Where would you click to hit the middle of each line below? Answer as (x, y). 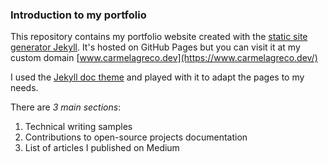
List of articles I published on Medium (102, 148)
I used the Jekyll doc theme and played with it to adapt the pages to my (157, 77)
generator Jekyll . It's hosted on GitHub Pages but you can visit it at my (155, 47)
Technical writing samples (78, 127)
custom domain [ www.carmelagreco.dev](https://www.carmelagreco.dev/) (164, 58)
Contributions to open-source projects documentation (136, 137)
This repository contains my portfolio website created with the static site (159, 37)
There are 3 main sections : (66, 107)
